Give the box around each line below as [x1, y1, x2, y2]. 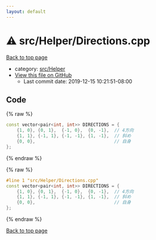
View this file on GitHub [14, 72, 72, 79]
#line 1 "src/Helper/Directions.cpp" [6, 177, 99, 183]
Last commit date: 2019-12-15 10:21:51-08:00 [23, 77, 132, 85]
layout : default [6, 8, 46, 15]
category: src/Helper [14, 65, 66, 72]
